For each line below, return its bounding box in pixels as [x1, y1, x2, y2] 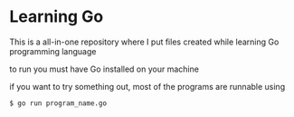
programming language [9, 45, 97, 56]
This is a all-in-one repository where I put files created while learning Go [9, 36, 280, 47]
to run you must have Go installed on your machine [9, 63, 199, 74]
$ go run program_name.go [9, 98, 107, 108]
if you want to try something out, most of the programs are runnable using [9, 81, 286, 92]
